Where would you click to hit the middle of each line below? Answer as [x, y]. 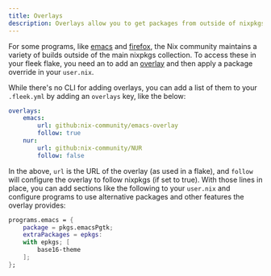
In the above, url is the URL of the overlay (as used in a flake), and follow [131, 171]
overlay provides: [37, 205]
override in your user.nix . [51, 72]
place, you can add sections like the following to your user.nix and [119, 188]
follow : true [59, 134]
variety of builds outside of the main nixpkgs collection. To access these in [132, 55]
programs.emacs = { [41, 220]
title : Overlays [35, 16]
